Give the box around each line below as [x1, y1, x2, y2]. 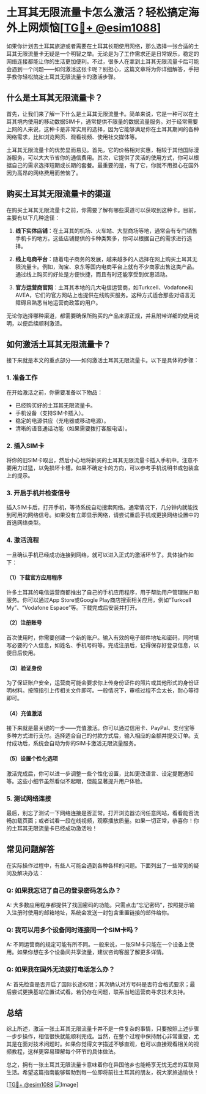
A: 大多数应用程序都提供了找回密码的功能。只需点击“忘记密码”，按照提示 [6, 901, 189, 908]
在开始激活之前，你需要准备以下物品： [6, 389, 103, 396]
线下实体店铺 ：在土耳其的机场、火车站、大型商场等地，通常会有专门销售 [15, 227, 197, 234]
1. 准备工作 [6, 373, 38, 382]
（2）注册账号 [6, 619, 42, 626]
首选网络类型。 [6, 519, 44, 526]
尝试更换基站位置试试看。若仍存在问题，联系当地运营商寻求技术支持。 [11, 988, 188, 995]
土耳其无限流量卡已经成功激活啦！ [11, 824, 98, 832]
